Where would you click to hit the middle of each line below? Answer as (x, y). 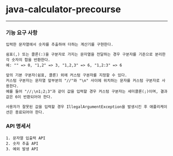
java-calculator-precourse (63, 9)
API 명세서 (18, 126)
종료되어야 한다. (30, 113)
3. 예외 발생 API (22, 149)
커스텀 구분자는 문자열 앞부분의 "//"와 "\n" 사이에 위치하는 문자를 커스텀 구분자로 (83, 81)
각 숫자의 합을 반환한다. (28, 60)
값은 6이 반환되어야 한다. (29, 97)
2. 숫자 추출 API (22, 143)
